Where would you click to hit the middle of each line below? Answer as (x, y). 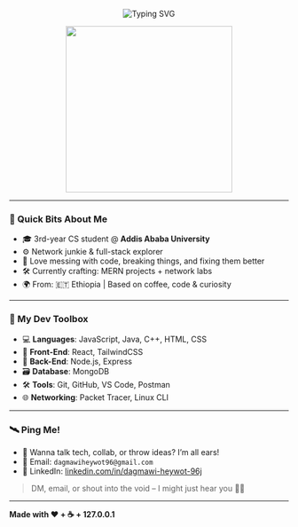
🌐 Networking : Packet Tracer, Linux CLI (95, 397)
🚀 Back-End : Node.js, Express (77, 361)
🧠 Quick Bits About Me (59, 219)
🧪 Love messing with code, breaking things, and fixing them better (143, 261)
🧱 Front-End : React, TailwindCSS (82, 351)
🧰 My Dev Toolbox (49, 319)
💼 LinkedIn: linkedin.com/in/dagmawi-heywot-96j (112, 471)
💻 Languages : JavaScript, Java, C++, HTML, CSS (114, 339)
